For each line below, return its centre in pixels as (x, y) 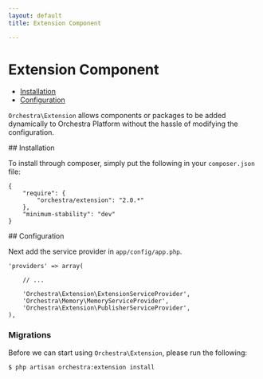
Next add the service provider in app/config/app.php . (95, 251)
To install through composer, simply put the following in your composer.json (131, 164)
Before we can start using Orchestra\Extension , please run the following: (128, 353)
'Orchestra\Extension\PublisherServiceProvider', (107, 308)
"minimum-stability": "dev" (69, 215)
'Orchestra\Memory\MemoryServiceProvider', (96, 301)
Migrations (30, 335)
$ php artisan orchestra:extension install (82, 367)
